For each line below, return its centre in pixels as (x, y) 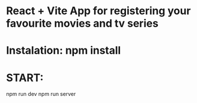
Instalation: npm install (64, 51)
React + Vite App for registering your (98, 11)
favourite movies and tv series (82, 23)
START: (25, 78)
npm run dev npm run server (41, 94)
